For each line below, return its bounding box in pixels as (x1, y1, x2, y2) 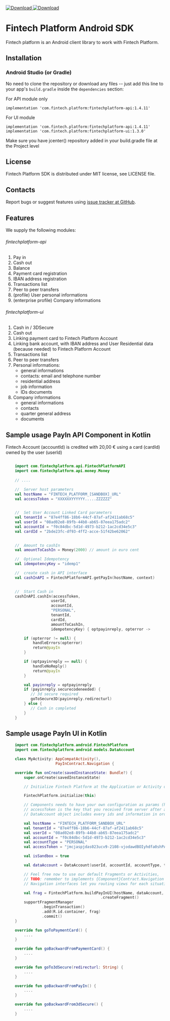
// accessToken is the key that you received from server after (24, 807, 162, 812)
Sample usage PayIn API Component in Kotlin (6, 431, 151, 439)
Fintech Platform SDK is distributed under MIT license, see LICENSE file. (6, 171, 156, 177)
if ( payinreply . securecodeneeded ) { (24, 687, 101, 692)
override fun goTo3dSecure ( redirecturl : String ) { (15, 964, 124, 970)
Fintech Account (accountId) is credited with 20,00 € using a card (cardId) (6, 444, 160, 450)
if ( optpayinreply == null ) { (24, 659, 87, 664)
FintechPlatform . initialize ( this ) (24, 793, 96, 798)
